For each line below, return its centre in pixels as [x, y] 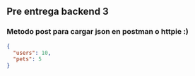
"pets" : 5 [27, 59]
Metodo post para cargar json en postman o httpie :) [97, 32]
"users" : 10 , [32, 53]
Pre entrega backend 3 [58, 12]
